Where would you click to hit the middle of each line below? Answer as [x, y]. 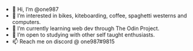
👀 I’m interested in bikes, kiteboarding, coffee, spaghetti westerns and [99, 16]
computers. [26, 22]
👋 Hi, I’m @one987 [35, 9]
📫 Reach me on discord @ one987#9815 [63, 41]
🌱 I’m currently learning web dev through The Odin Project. [86, 28]
